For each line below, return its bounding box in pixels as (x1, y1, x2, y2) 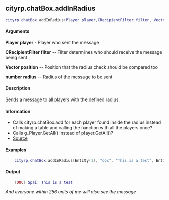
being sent (5, 54, 28, 60)
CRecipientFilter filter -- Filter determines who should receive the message (5, 49, 162, 55)
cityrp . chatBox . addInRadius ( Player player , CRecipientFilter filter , (5, 17, 152, 22)
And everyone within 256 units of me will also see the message (5, 189, 136, 195)
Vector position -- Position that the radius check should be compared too (5, 64, 158, 70)
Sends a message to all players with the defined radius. (5, 96, 120, 103)
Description (5, 85, 31, 91)
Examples (5, 147, 27, 153)
